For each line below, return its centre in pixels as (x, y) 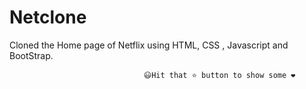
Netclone (48, 17)
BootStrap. (31, 55)
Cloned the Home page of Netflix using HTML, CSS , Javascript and (149, 45)
